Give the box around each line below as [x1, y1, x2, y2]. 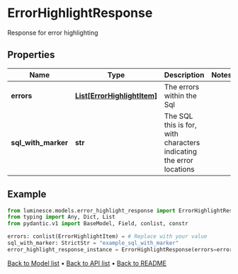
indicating [164, 147, 197, 156]
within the [164, 91, 197, 101]
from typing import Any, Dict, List [7, 214, 115, 221]
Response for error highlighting [7, 28, 98, 37]
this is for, [164, 120, 197, 130]
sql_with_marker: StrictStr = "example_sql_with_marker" [7, 239, 179, 247]
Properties [7, 49, 55, 61]
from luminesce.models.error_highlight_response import [7, 207, 176, 214]
